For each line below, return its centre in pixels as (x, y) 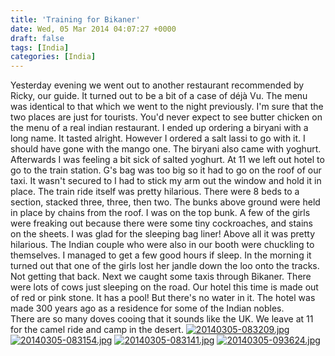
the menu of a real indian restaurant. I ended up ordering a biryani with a (159, 128)
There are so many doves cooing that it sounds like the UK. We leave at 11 (162, 319)
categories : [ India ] (53, 57)
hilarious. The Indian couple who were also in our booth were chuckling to (162, 245)
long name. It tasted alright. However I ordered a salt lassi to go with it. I (158, 138)
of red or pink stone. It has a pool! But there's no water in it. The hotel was (163, 298)
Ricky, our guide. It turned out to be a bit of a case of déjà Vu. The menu (159, 96)
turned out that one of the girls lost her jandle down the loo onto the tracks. (165, 266)
